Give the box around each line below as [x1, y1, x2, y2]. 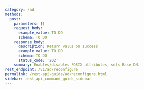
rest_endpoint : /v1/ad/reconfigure [5, 67, 78, 72]
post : [9, 16, 21, 21]
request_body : [14, 26, 43, 31]
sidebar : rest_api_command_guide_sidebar [5, 76, 92, 81]
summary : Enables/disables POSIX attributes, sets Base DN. [14, 62, 140, 67]
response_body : [14, 40, 45, 44]
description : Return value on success [18, 44, 98, 49]
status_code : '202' [18, 58, 58, 63]
